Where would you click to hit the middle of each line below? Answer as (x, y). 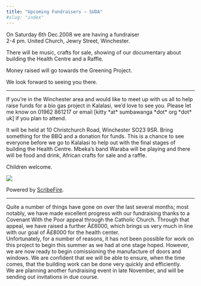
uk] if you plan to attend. (36, 118)
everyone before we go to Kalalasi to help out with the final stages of (91, 142)
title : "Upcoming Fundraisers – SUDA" (54, 12)
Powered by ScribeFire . (35, 190)
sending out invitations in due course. (53, 276)
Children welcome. (29, 167)
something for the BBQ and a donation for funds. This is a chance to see (95, 136)
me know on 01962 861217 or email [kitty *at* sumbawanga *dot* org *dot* (99, 112)
